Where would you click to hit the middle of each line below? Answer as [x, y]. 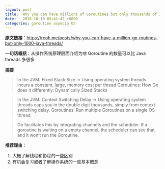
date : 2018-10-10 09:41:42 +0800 [41, 19]
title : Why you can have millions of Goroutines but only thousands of [81, 14]
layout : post [18, 10]
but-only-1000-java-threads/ [34, 43]
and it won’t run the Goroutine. [48, 135]
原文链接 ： [16, 38]
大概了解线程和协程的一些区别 [42, 156]
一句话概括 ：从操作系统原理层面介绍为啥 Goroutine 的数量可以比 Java [76, 53]
